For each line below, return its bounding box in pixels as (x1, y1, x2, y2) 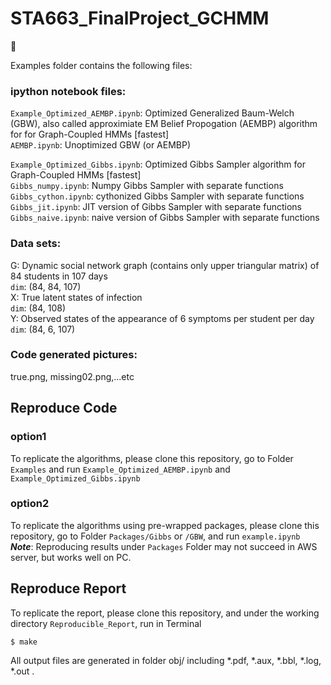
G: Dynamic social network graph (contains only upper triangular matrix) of (10, 259, 320, 271)
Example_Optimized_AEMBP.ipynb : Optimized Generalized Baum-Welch (10, 107, 295, 119)
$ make (10, 637, 38, 647)
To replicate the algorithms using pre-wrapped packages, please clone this (10, 519, 320, 531)
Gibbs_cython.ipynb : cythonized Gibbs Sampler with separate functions (10, 190, 305, 202)
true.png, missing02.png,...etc (10, 370, 135, 382)
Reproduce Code (10, 400, 118, 417)
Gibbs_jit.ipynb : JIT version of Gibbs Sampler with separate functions (10, 201, 302, 213)
